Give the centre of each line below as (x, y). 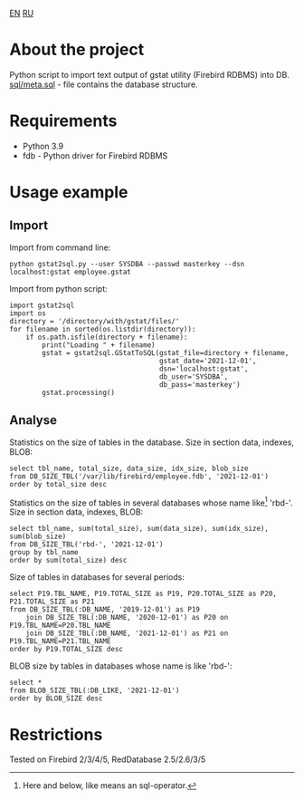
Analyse (33, 420)
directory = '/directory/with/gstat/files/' (95, 321)
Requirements (63, 121)
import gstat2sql (42, 305)
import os (28, 313)
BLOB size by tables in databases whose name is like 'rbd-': (121, 666)
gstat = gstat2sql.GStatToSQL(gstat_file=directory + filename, (166, 352)
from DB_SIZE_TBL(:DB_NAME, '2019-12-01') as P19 (105, 610)
